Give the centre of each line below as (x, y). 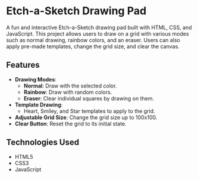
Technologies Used (43, 142)
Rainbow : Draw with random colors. (68, 92)
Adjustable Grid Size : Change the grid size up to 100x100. (86, 117)
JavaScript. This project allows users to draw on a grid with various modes (98, 33)
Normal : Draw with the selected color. (70, 86)
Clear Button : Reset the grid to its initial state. (70, 124)
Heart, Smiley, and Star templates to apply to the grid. (89, 111)
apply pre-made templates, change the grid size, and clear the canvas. (93, 46)
